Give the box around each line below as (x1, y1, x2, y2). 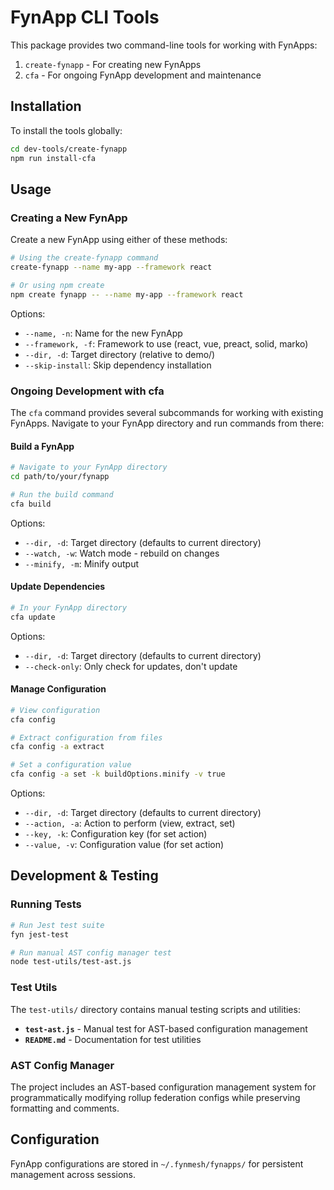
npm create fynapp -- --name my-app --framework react (10, 289, 244, 300)
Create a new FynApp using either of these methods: (10, 234, 228, 246)
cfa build (10, 499, 52, 509)
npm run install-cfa (10, 153, 97, 163)
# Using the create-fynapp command (10, 253, 159, 263)
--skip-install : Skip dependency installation (24, 359, 212, 371)
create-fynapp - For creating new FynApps (24, 58, 202, 70)
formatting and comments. (10, 1102, 120, 1114)
